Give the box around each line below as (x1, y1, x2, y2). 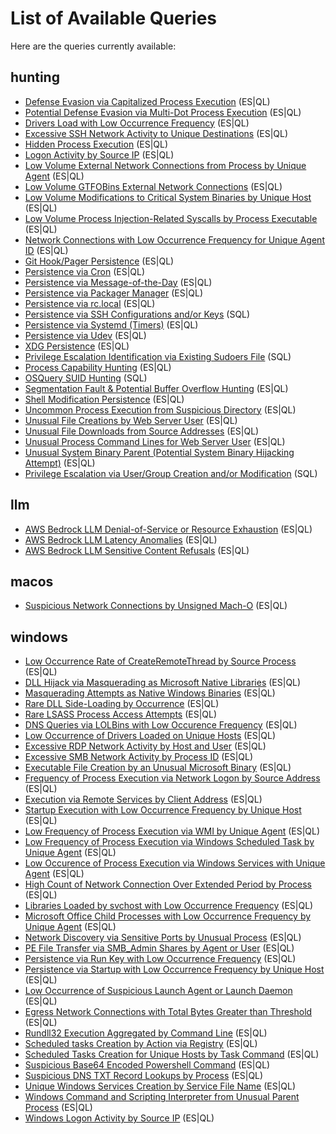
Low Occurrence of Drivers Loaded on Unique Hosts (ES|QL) (24, 730, 277, 742)
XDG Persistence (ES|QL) (24, 340, 130, 352)
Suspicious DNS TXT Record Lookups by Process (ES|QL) (24, 1070, 264, 1082)
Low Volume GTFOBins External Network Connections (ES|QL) (24, 180, 283, 192)
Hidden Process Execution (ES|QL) (24, 138, 169, 150)
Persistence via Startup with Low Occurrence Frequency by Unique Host (24, 963, 325, 976)
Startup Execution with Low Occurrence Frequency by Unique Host (24, 804, 302, 816)
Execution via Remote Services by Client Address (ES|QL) (24, 793, 263, 806)
